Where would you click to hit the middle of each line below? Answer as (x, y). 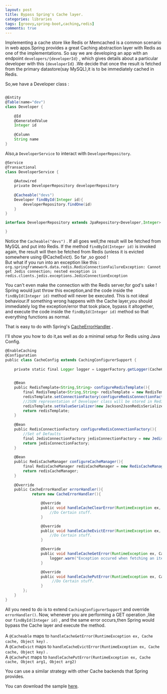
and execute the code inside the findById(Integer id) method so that (77, 312)
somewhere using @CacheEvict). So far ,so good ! (57, 257)
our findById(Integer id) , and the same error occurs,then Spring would (80, 620)
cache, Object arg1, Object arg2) (41, 662)
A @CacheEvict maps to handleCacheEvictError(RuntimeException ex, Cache (83, 646)
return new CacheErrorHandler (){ (66, 494)
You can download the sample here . (42, 686)
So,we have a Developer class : (37, 84)
